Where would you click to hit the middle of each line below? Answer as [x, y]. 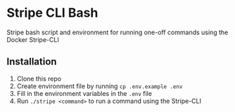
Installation [32, 62]
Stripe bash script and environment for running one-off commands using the [118, 32]
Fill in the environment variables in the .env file [84, 93]
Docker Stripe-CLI [33, 39]
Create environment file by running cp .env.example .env [100, 86]
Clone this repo [39, 78]
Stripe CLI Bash [52, 13]
